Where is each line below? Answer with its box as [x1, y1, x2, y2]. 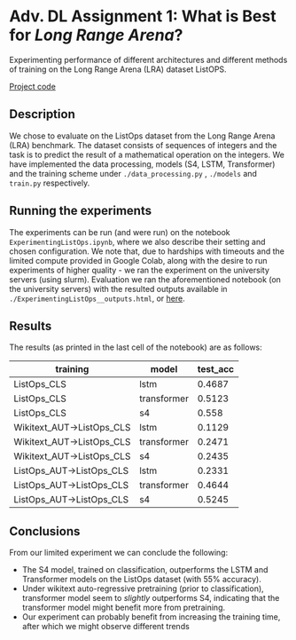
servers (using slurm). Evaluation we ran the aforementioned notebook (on [9, 273, 282, 285]
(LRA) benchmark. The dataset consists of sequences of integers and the [9, 139, 277, 150]
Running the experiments [9, 203, 152, 218]
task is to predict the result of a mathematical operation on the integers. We [9, 149, 285, 160]
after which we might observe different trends [21, 621, 191, 632]
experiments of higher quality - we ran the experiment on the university [9, 265, 270, 275]
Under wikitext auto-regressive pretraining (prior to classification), [21, 583, 264, 594]
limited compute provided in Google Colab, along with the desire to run [9, 255, 268, 265]
